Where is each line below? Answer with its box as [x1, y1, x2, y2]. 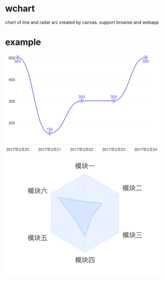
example [5, 37, 41, 48]
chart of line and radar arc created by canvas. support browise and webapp [5, 19, 159, 25]
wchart [5, 3, 35, 14]
